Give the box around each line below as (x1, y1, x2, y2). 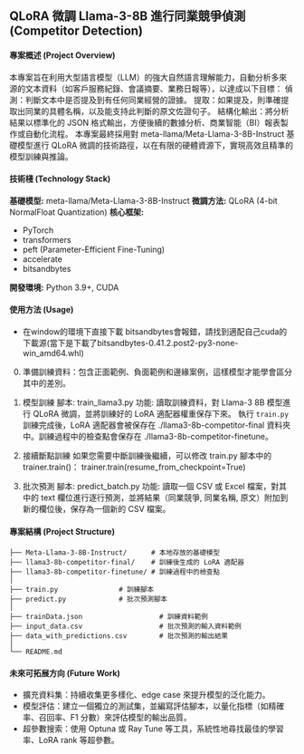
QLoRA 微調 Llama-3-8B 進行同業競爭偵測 (9, 8, 246, 24)
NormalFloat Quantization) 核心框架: (9, 207, 145, 217)
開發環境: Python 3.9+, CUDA (9, 282, 119, 293)
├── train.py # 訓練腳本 (9, 585, 155, 594)
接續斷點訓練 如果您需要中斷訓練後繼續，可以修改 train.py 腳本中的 (22, 450, 272, 460)
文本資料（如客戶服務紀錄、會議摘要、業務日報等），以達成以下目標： (24, 82, 283, 93)
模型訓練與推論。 (9, 150, 73, 161)
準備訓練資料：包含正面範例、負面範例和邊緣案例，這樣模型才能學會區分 (22, 366, 292, 377)
